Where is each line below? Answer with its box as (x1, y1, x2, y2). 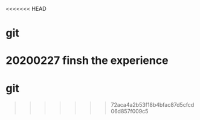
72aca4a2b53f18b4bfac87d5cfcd (111, 101, 195, 109)
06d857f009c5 (111, 108, 149, 115)
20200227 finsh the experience (5, 54, 169, 68)
